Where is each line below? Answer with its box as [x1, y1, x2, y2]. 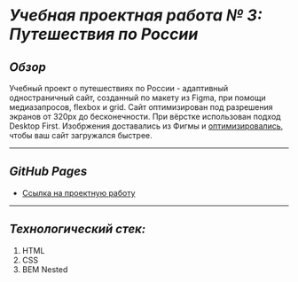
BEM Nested [21, 263, 68, 275]
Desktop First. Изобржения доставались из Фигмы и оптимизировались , [9, 121, 284, 131]
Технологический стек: [9, 222, 146, 237]
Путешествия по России [9, 24, 199, 44]
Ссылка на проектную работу [21, 187, 136, 198]
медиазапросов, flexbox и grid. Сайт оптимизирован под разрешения [9, 102, 273, 112]
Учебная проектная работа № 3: [9, 5, 263, 26]
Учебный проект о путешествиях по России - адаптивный [9, 83, 229, 93]
